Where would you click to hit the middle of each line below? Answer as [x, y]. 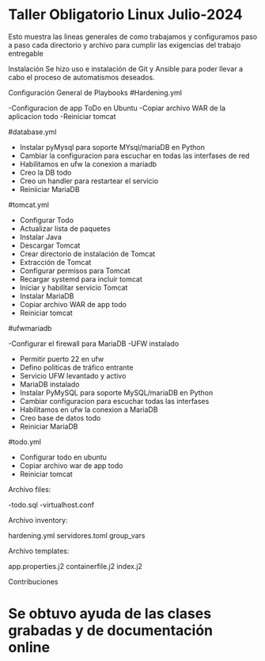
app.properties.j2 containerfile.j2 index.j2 [75, 566]
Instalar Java [40, 236]
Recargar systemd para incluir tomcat [81, 279]
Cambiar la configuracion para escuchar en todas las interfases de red [134, 156]
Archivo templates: [39, 551]
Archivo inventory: [38, 520]
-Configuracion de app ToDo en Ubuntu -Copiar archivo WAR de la [117, 108]
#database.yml [32, 132]
